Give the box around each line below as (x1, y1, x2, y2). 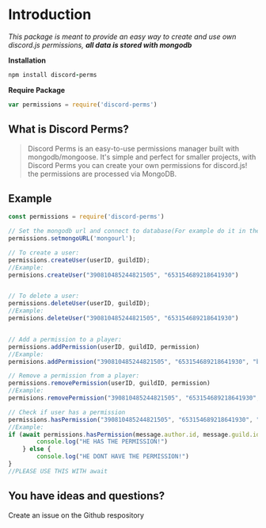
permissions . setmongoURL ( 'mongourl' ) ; (8, 235, 136, 243)
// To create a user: (8, 248, 80, 257)
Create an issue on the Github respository (8, 510, 145, 520)
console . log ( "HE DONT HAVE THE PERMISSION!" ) (36, 453, 190, 461)
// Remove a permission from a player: (8, 372, 140, 380)
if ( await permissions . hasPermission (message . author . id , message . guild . (8, 430, 253, 438)
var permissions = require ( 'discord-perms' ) (8, 101, 158, 109)
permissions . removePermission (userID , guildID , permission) (8, 379, 211, 388)
